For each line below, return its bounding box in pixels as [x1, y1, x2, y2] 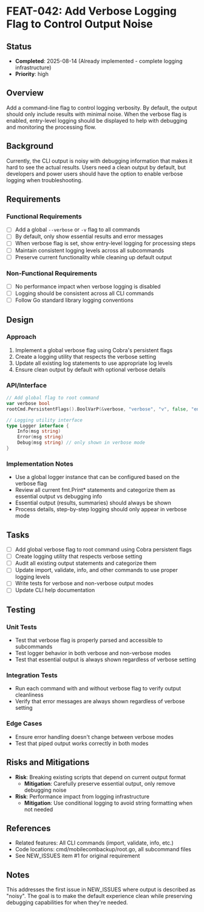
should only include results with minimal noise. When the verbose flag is [6, 111, 187, 118]
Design [6, 315, 34, 325]
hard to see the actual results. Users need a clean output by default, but [6, 163, 186, 171]
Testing [6, 604, 36, 614]
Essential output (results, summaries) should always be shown [15, 499, 172, 506]
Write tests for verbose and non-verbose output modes [15, 580, 154, 587]
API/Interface [6, 381, 47, 389]
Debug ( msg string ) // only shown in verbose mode [17, 440, 146, 446]
